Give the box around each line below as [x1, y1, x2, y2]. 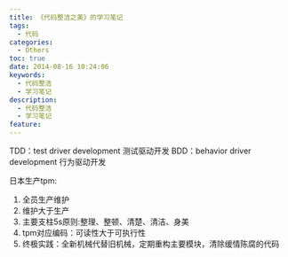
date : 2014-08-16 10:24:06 [9, 63, 109, 72]
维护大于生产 [21, 206, 69, 215]
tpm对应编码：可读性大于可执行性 [21, 228, 147, 238]
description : [9, 95, 58, 105]
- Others [17, 46, 50, 55]
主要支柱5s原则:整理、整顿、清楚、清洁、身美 [21, 216, 189, 227]
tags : [9, 21, 29, 30]
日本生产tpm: [9, 175, 58, 186]
